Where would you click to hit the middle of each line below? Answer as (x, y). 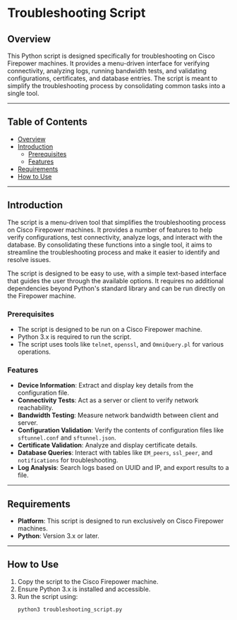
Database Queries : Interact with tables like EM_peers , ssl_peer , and (115, 453)
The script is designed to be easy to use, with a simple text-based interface (117, 273)
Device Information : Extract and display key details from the (105, 385)
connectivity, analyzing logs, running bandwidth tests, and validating (107, 71)
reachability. (36, 408)
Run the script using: (48, 596)
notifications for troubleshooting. (68, 460)
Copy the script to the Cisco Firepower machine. (88, 581)
